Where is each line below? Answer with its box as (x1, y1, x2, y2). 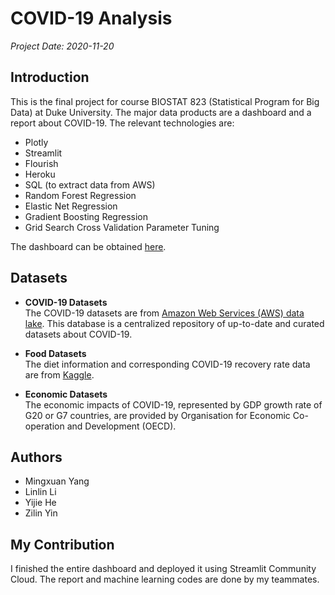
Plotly (24, 136, 49, 148)
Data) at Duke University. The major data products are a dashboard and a (10, 106, 312, 118)
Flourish (24, 157, 59, 169)
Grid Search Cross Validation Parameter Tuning (24, 221, 220, 233)
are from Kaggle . (24, 368, 95, 381)
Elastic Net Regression (24, 200, 118, 212)
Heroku (24, 168, 56, 180)
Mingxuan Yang (24, 475, 90, 487)
